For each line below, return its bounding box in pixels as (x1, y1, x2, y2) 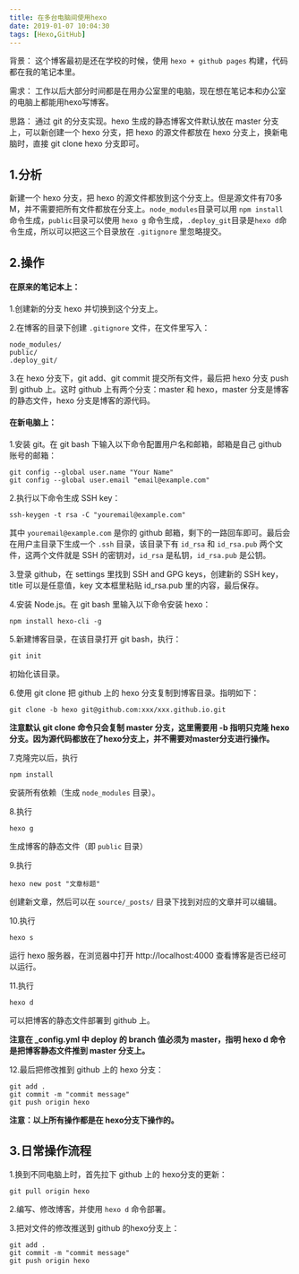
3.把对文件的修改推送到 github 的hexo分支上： (9, 1222, 180, 1233)
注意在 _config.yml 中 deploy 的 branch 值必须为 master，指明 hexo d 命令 (9, 1034, 286, 1045)
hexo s (9, 933, 34, 942)
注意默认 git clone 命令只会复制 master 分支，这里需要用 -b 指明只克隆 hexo (9, 722, 290, 733)
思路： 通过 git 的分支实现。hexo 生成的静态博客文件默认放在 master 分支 (9, 116, 279, 126)
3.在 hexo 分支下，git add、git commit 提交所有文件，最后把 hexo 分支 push (9, 373, 289, 383)
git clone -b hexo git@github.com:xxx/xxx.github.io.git (9, 705, 226, 714)
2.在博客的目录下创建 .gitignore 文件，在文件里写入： (9, 322, 210, 332)
